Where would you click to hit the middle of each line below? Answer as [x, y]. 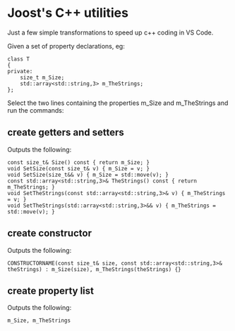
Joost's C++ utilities [68, 13]
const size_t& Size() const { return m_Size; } [79, 162]
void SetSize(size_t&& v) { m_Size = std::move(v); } [88, 175]
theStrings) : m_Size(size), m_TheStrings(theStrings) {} [94, 269]
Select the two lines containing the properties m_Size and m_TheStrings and [118, 103]
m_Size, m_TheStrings [39, 321]
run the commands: [36, 110]
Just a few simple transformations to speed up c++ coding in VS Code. [110, 32]
